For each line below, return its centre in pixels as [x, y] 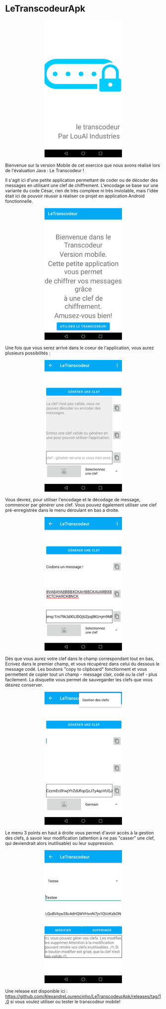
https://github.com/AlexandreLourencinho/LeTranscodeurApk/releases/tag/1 [83, 997]
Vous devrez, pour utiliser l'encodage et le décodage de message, [73, 500]
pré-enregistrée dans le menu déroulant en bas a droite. [62, 510]
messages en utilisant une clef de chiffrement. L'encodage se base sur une [82, 185]
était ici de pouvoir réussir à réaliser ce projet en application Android [75, 196]
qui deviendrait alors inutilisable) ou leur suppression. [60, 843]
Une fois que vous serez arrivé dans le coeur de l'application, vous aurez [80, 348]
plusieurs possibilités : [28, 353]
